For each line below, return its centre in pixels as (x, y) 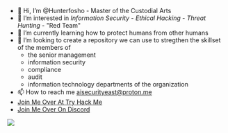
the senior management (62, 55)
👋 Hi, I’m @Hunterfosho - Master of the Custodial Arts (94, 11)
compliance (44, 70)
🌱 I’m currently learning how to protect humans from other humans (113, 33)
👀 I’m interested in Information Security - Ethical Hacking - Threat (112, 18)
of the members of (44, 47)
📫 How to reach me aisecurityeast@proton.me (84, 92)
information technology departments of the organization (108, 84)
